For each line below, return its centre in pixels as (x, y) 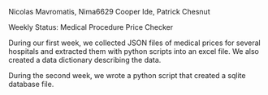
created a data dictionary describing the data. (85, 60)
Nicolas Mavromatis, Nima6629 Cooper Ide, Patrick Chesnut (109, 12)
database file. (31, 84)
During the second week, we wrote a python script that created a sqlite (127, 75)
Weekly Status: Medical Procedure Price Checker (91, 27)
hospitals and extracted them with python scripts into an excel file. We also (134, 51)
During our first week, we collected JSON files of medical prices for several (135, 43)
